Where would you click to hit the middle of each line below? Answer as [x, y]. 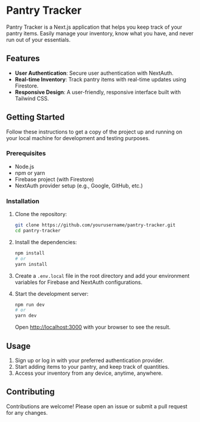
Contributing [30, 392]
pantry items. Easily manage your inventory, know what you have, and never [100, 33]
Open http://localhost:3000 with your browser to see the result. [93, 327]
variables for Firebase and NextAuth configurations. [79, 282]
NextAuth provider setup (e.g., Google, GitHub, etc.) [79, 186]
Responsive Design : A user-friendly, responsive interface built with [98, 92]
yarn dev [26, 316]
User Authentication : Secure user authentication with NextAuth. [94, 73]
